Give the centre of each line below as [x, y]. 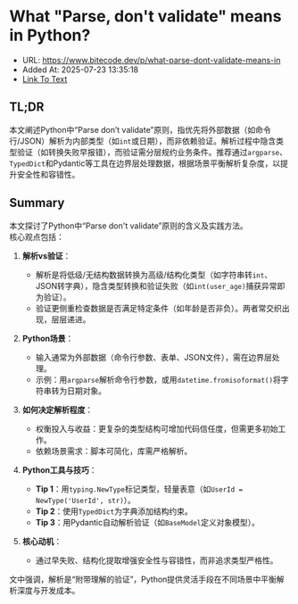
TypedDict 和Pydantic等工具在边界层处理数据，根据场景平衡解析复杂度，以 [145, 163]
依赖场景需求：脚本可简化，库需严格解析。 [114, 451]
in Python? [50, 35]
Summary [37, 203]
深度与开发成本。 [48, 590]
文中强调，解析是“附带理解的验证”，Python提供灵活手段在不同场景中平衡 [143, 579]
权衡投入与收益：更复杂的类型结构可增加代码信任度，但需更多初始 [157, 428]
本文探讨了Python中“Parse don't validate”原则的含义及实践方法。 [128, 226]
